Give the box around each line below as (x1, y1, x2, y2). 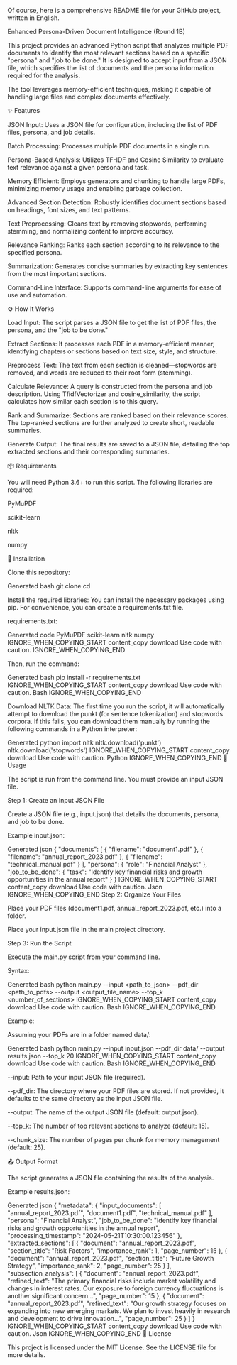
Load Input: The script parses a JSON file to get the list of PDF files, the (7, 319, 216, 327)
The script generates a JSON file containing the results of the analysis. (7, 1174, 214, 1182)
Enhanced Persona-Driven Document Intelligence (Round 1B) (7, 28, 186, 35)
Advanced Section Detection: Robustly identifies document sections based (7, 198, 226, 207)
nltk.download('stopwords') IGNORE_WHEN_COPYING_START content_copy (7, 746, 230, 755)
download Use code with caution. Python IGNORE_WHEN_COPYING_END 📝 (7, 754, 228, 762)
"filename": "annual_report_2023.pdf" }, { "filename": (7, 853, 163, 861)
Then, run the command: (7, 659, 80, 668)
